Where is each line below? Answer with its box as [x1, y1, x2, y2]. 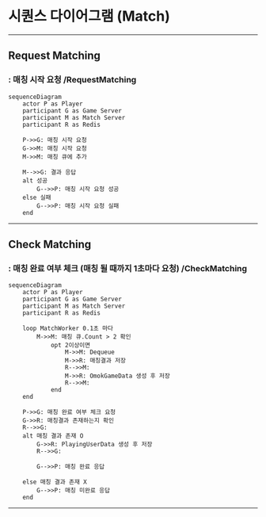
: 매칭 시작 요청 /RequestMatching [8, 75, 137, 86]
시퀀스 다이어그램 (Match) [8, 7, 170, 25]
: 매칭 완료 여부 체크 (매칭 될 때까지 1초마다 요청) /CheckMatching [8, 262, 248, 274]
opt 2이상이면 [50, 342, 91, 350]
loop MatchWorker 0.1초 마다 [22, 324, 113, 333]
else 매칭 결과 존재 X [22, 478, 87, 486]
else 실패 [22, 193, 51, 201]
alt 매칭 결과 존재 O [22, 432, 84, 440]
